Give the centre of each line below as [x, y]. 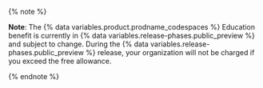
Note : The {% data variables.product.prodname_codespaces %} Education [132, 27]
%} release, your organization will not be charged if [170, 52]
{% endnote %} [34, 76]
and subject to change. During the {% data [79, 44]
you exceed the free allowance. [60, 61]
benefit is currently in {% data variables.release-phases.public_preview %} [132, 36]
